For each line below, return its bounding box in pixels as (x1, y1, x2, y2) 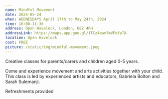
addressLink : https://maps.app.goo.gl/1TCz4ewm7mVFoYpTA (5, 30, 127, 35)
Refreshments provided (5, 88, 54, 94)
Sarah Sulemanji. (5, 78, 40, 84)
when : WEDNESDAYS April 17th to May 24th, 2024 (5, 16, 107, 21)
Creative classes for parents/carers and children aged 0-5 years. (5, 58, 139, 64)
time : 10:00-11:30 (5, 21, 44, 26)
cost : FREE (5, 40, 28, 45)
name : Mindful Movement (5, 7, 55, 12)
